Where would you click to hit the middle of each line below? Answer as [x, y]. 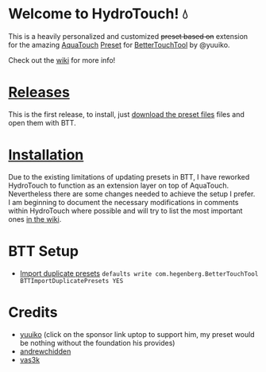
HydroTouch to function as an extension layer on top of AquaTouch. [118, 185]
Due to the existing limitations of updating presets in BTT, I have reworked [129, 176]
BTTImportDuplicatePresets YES [71, 281]
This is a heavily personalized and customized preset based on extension [128, 36]
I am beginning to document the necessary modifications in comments [123, 202]
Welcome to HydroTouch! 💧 [98, 14]
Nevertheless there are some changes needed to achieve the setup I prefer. [132, 194]
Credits [33, 312]
